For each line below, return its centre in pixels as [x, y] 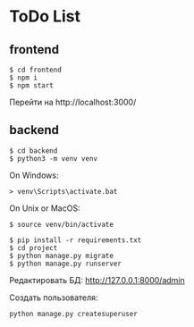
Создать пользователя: [54, 298]
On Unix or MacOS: [45, 208]
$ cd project [34, 247]
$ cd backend [34, 151]
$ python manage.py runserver [66, 264]
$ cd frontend [36, 70]
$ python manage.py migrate [62, 256]
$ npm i [24, 78]
